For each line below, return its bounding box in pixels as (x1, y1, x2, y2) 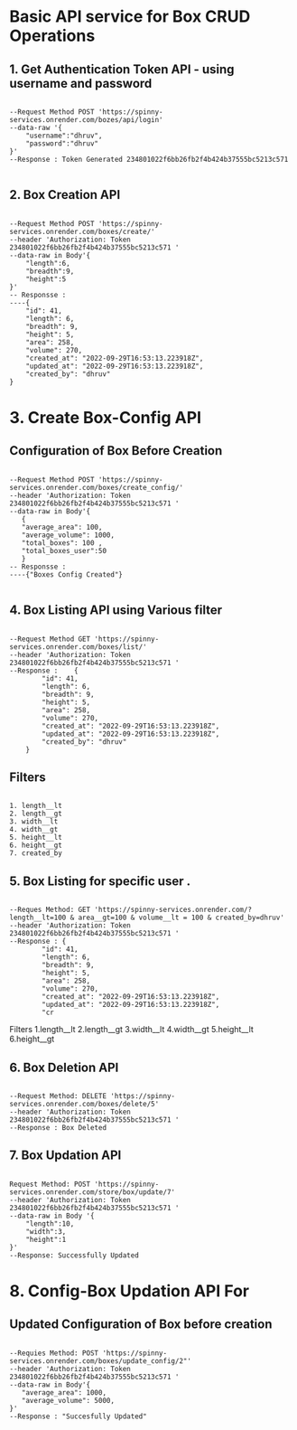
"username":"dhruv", (25, 131, 103, 140)
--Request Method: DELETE (9, 1092, 107, 1101)
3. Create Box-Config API (9, 408, 201, 428)
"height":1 (25, 1235, 67, 1244)
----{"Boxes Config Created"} (9, 569, 124, 579)
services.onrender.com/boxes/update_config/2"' (9, 1356, 192, 1366)
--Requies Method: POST (9, 1349, 99, 1358)
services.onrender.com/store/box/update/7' (9, 1187, 176, 1197)
